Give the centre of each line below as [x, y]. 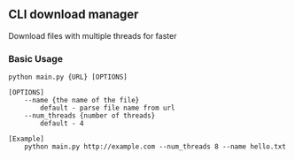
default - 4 [62, 124]
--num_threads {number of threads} [90, 116]
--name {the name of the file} [82, 101]
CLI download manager [74, 15]
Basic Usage [36, 58]
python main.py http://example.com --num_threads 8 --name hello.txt [155, 147]
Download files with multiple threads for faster [93, 35]
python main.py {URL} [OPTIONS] [68, 77]
